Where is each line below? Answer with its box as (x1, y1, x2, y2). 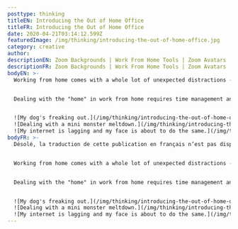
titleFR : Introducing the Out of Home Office (7, 23, 144, 30)
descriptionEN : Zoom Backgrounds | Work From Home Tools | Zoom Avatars (7, 57, 227, 64)
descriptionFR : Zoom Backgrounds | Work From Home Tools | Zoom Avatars (7, 63, 227, 70)
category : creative (7, 43, 65, 50)
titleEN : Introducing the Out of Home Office (7, 17, 144, 24)
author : (7, 50, 30, 57)
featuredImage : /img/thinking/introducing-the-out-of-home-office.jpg (7, 37, 220, 44)
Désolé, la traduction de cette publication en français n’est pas (13, 140, 217, 147)
